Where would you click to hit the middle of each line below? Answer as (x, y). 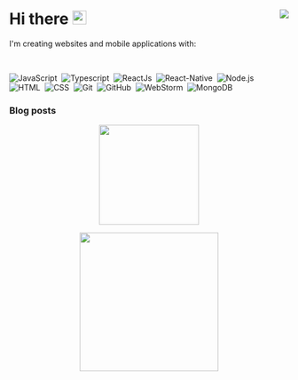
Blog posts (33, 110)
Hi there (39, 19)
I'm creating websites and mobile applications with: (103, 44)
